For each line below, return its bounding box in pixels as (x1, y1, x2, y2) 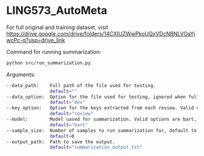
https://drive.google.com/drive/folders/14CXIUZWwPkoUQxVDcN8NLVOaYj (6, 30, 195, 37)
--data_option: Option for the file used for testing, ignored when (6, 94, 186, 100)
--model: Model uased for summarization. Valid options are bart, (6, 116, 197, 123)
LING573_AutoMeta (6, 4, 107, 18)
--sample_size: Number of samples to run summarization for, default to (6, 128, 197, 134)
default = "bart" (49, 122, 88, 128)
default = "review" (49, 111, 94, 117)
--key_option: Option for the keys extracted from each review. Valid (6, 105, 194, 111)
